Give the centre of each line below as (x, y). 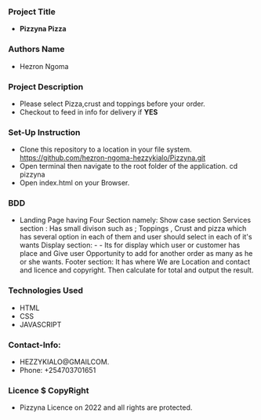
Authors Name (36, 49)
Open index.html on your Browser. (74, 183)
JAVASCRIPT (40, 324)
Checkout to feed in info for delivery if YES (89, 111)
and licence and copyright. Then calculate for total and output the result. (136, 270)
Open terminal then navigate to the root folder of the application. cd (129, 166)
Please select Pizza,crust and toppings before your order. (112, 104)
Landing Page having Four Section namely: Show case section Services (135, 220)
